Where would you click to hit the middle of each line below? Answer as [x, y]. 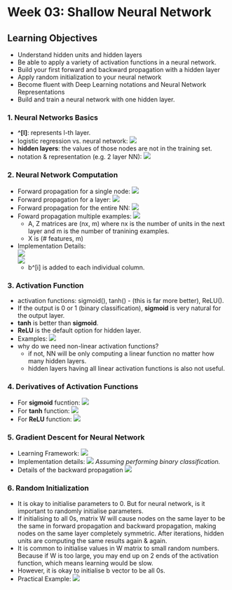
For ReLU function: [45, 419]
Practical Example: [44, 579]
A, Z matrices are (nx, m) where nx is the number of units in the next [126, 223]
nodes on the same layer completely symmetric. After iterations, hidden [121, 533]
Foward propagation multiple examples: [74, 216]
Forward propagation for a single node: [74, 191]
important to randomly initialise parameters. [80, 511]
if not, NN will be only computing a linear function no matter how [121, 353]
